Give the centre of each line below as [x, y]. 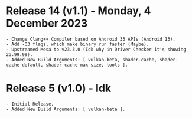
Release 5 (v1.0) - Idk [59, 88]
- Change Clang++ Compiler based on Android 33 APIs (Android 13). [91, 39]
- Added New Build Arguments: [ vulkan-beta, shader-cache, [82, 60]
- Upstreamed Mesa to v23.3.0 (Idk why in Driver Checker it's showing [96, 49]
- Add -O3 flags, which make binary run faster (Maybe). [78, 44]
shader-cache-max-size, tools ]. [87, 65]
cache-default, [25, 65]
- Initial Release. [30, 104]
